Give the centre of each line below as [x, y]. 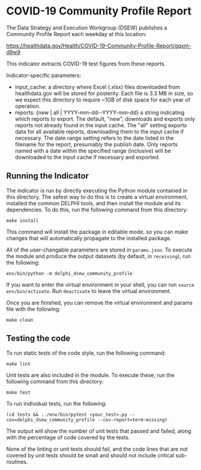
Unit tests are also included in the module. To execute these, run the [91, 375]
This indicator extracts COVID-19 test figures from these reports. [86, 64]
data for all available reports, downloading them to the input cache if [99, 131]
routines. [17, 462]
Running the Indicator [47, 176]
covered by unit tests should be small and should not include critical [90, 455]
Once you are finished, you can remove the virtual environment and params [100, 303]
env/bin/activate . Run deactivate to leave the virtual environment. [89, 291]
